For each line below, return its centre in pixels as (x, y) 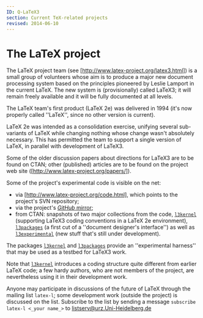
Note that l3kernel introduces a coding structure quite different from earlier (102, 264)
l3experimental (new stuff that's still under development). (88, 234)
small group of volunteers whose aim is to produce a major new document (100, 77)
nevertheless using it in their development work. (67, 277)
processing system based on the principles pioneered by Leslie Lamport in (100, 84)
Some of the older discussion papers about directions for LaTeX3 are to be (100, 158)
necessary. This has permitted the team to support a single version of (94, 140)
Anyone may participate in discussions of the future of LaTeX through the (98, 289)
